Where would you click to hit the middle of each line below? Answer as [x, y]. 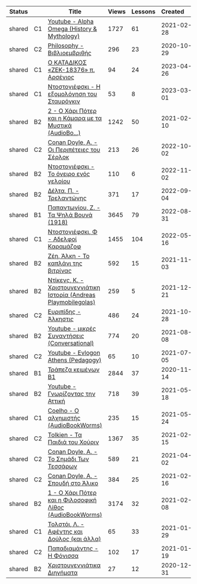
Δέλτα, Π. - [63, 191]
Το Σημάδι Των [68, 459]
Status [18, 11]
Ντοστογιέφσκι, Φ [73, 232]
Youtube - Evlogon [74, 353]
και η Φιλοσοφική [72, 500]
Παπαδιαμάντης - [73, 549]
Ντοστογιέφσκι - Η [74, 86]
